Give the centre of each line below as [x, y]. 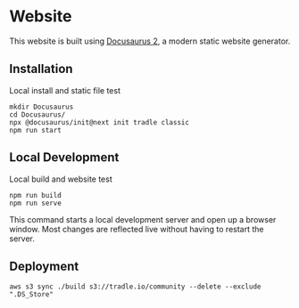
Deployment [44, 266]
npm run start [36, 130]
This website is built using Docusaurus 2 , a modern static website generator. [150, 41]
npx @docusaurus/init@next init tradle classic [100, 122]
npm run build [36, 195]
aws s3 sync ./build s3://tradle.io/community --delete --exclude [135, 287]
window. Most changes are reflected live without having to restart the [137, 229]
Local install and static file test [65, 90]
